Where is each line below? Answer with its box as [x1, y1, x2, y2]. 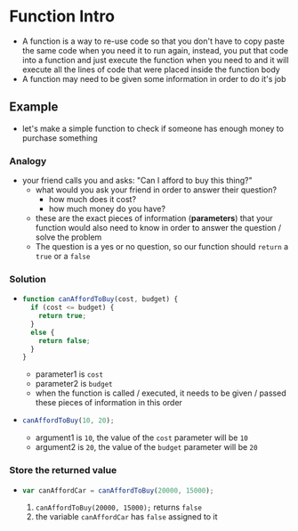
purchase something [21, 132, 98, 143]
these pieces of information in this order [35, 397, 182, 408]
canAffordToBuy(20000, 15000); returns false [35, 502, 203, 513]
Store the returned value [9, 464, 117, 477]
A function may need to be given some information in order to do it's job [21, 73, 286, 84]
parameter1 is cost [35, 369, 104, 380]
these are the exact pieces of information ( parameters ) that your [35, 213, 273, 224]
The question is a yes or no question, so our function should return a [35, 241, 289, 252]
